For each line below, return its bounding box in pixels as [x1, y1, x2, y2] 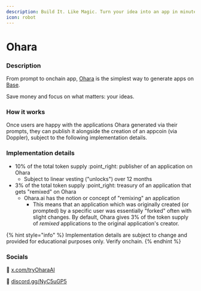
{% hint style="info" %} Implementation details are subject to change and [6, 231, 187, 238]
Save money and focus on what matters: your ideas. [6, 93, 135, 100]
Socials [6, 252, 28, 261]
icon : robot [6, 14, 36, 20]
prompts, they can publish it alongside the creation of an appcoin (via [6, 128, 178, 135]
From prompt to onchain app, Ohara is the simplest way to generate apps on [6, 75, 194, 82]
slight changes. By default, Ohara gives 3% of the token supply [32, 213, 188, 220]
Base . [6, 81, 20, 88]
